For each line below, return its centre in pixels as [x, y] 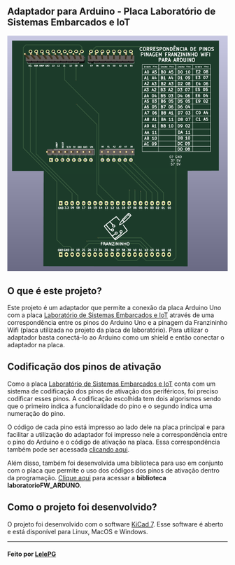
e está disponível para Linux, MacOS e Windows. [78, 531]
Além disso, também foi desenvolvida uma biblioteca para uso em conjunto [115, 463]
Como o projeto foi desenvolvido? [82, 507]
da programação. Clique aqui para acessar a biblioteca [87, 477]
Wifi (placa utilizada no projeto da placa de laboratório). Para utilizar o [108, 330]
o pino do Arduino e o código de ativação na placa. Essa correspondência [114, 442]
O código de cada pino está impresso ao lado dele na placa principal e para [116, 427]
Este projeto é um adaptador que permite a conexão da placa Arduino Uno [114, 308]
